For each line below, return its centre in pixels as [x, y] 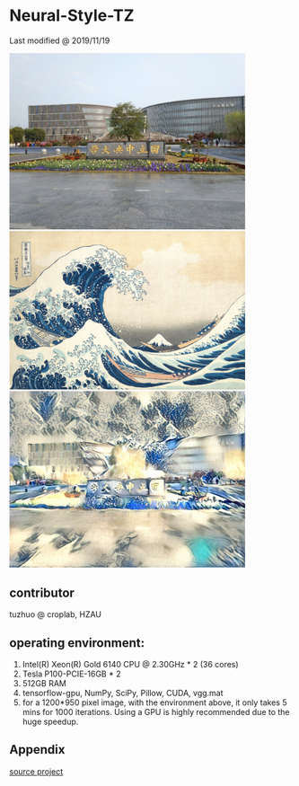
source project [36, 771]
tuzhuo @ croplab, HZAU [55, 614]
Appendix [37, 750]
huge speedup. [50, 722]
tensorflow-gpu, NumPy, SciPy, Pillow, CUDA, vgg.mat [123, 693]
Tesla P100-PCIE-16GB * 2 [71, 674]
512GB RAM [44, 684]
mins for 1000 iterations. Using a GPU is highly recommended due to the [156, 712]
